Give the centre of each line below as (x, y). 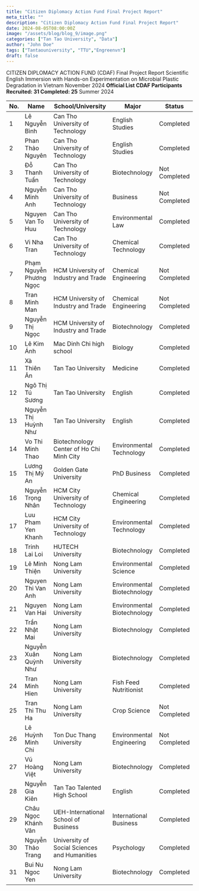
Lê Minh (36, 564)
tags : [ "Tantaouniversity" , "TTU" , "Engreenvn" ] (66, 50)
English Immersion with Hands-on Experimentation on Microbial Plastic (93, 79)
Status (174, 106)
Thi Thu (35, 710)
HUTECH (66, 547)
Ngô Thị (36, 385)
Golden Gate (71, 470)
